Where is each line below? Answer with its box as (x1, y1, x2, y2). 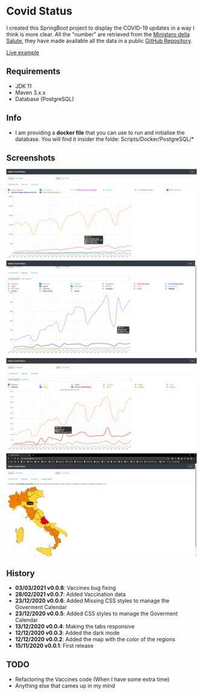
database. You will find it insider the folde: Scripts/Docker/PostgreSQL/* (14, 135, 195, 143)
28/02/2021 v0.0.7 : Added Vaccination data (14, 591, 126, 598)
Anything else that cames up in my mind (14, 682, 115, 689)
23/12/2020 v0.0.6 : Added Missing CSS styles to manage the (14, 597, 170, 604)
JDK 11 (14, 82, 32, 90)
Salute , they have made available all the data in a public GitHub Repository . (6, 37, 193, 44)
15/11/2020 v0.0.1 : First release (14, 642, 94, 650)
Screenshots (6, 152, 56, 163)
